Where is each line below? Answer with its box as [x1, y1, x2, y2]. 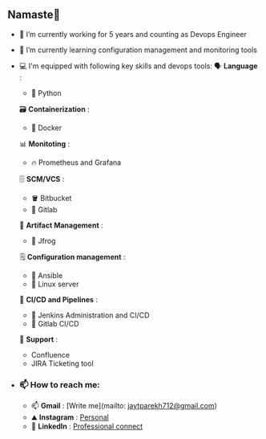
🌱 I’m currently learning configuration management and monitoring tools [18, 45, 258, 55]
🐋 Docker [30, 122, 62, 133]
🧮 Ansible [30, 270, 63, 280]
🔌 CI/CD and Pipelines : [18, 294, 98, 304]
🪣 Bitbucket [30, 193, 72, 203]
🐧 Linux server [30, 279, 79, 289]
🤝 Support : [18, 334, 58, 344]
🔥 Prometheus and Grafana [30, 158, 122, 167]
